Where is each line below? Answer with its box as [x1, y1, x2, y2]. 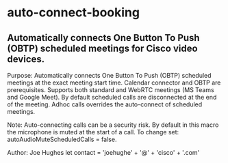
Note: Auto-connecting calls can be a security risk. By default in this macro [7, 121, 219, 129]
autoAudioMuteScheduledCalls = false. [7, 135, 117, 143]
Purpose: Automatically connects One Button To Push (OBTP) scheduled [7, 72, 212, 79]
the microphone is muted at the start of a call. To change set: [7, 128, 179, 136]
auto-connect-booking [7, 5, 140, 20]
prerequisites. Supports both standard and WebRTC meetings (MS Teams [7, 86, 214, 93]
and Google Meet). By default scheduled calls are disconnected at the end [7, 93, 217, 101]
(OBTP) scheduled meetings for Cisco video [7, 42, 198, 54]
